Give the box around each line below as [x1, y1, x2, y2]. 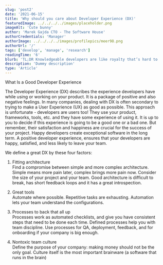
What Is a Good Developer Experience [5, 79, 82, 85]
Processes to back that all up [12, 209, 71, 214]
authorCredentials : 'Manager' [5, 35, 67, 39]
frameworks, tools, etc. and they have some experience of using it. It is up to [5, 115, 159, 120]
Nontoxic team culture [12, 239, 57, 245]
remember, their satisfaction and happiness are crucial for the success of [5, 125, 152, 130]
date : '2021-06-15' [5, 12, 45, 17]
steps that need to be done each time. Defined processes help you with [12, 219, 156, 225]
